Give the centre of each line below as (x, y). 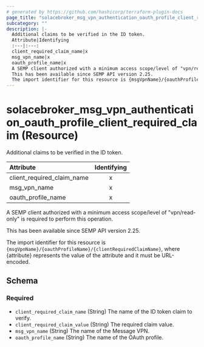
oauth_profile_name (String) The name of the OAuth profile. (89, 337)
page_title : (21, 18)
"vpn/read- (182, 213)
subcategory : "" (27, 23)
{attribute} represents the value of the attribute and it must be (83, 255)
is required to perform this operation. (67, 219)
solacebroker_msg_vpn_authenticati (100, 110)
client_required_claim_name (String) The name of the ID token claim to (104, 311)
